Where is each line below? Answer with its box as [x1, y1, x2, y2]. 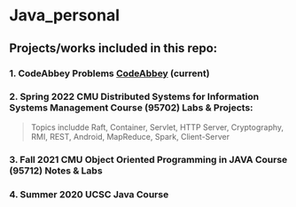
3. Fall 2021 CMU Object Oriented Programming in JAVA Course [9, 153, 288, 165]
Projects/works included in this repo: [9, 41, 218, 56]
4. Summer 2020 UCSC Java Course [9, 188, 169, 200]
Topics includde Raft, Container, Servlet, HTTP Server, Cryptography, [30, 121, 284, 133]
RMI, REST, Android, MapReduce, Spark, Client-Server [30, 131, 230, 142]
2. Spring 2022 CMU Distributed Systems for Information [9, 90, 260, 103]
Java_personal [9, 5, 121, 26]
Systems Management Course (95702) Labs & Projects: [9, 102, 254, 114]
